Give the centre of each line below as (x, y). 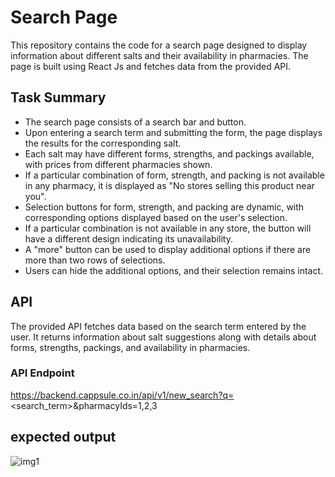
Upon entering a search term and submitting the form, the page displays (173, 132)
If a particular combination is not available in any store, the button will (168, 228)
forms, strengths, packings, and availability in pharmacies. (130, 347)
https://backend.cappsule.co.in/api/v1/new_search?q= (122, 395)
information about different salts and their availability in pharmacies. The (159, 55)
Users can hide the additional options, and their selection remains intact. (174, 270)
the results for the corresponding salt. (103, 143)
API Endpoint (42, 373)
